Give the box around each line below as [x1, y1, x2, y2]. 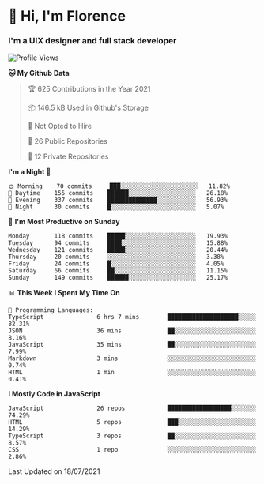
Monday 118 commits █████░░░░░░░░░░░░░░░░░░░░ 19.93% [8, 232, 228, 240]
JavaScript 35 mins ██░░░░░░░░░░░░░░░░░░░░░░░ [8, 341, 257, 349]
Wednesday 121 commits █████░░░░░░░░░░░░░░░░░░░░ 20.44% [8, 246, 228, 254]
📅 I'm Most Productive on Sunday [8, 217, 120, 227]
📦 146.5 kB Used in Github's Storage [27, 103, 149, 113]
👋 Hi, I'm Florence [8, 7, 126, 25]
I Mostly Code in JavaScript [8, 389, 101, 399]
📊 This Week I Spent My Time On [8, 288, 120, 298]
